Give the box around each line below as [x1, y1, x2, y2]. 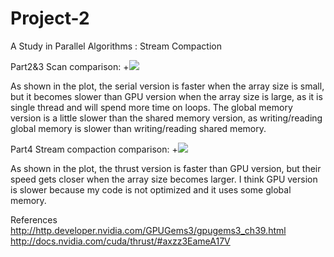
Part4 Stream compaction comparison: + [10, 143, 178, 155]
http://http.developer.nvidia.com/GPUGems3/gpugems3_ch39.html [10, 224, 287, 236]
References [10, 213, 58, 226]
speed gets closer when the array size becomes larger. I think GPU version [10, 173, 318, 185]
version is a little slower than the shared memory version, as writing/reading [10, 112, 323, 124]
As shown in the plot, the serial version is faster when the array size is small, [10, 80, 325, 92]
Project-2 [10, 7, 90, 30]
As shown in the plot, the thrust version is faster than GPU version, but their [10, 162, 322, 174]
